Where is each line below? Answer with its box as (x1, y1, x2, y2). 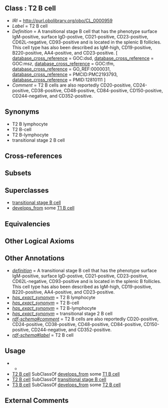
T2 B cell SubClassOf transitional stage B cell (12, 376, 107, 382)
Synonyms (5, 107, 39, 116)
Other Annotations (5, 254, 65, 263)
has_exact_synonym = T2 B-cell (12, 300, 79, 306)
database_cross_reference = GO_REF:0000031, (12, 66, 111, 72)
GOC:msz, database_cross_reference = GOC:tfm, (12, 60, 115, 66)
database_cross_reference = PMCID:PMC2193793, (12, 71, 118, 77)
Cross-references (5, 152, 63, 160)
